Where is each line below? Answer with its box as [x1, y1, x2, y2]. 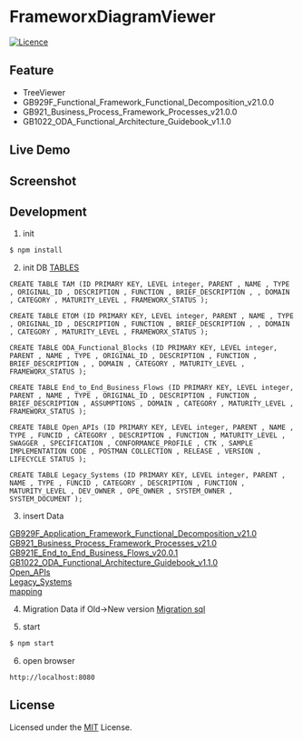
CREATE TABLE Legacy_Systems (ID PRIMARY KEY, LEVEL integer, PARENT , [9, 471, 286, 480]
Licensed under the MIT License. [9, 721, 132, 733]
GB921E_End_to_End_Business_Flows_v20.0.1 [9, 547, 179, 558]
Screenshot [9, 173, 77, 188]
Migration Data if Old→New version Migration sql [22, 604, 206, 615]
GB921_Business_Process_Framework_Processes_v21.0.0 [22, 106, 238, 117]
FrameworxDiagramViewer [9, 6, 216, 27]
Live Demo [9, 143, 71, 158]
